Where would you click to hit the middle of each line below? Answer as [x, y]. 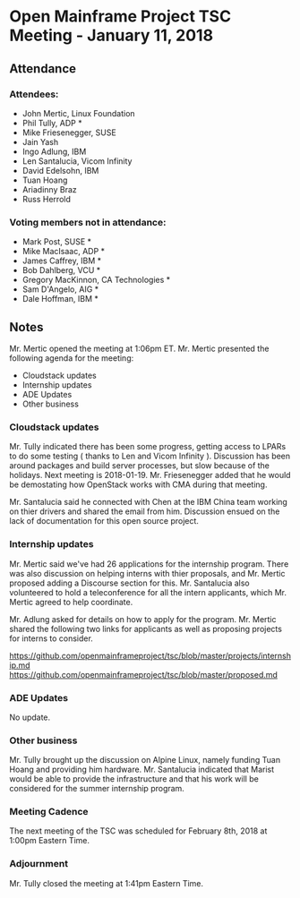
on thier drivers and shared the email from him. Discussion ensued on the [145, 511]
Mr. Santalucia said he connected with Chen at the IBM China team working [149, 502]
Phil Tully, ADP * [52, 123]
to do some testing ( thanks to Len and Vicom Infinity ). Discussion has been [150, 456]
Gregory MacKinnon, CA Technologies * [96, 280]
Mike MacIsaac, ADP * [64, 252]
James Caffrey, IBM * [61, 261]
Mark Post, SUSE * [57, 242]
